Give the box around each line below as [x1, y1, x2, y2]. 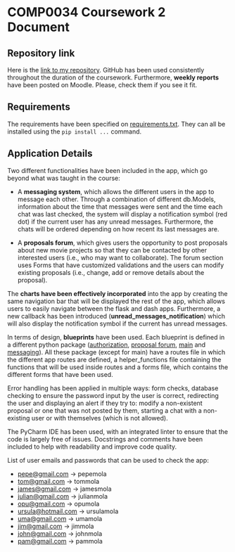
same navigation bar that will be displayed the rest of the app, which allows [7, 297, 225, 305]
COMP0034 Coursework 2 [7, 4, 166, 20]
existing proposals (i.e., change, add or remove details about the [17, 268, 205, 276]
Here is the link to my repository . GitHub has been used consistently [7, 66, 205, 74]
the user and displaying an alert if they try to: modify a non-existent [7, 399, 203, 407]
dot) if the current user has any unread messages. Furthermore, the [17, 217, 214, 226]
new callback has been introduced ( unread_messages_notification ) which [7, 312, 226, 320]
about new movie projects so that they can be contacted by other [17, 245, 208, 254]
